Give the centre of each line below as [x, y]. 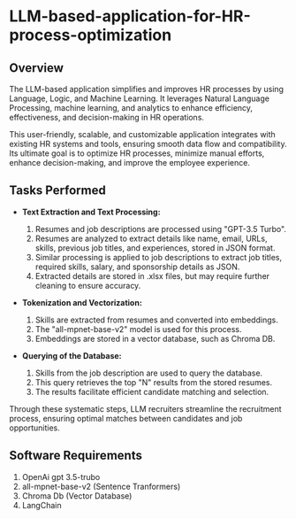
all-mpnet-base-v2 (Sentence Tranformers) [101, 486]
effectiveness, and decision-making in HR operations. [107, 117]
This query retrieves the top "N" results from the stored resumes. [153, 382]
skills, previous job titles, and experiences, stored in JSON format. [155, 248]
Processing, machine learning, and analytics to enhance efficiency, [131, 108]
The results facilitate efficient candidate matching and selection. [152, 391]
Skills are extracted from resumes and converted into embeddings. [156, 320]
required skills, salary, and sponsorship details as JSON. [137, 267]
